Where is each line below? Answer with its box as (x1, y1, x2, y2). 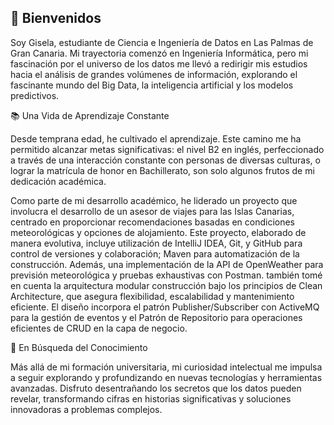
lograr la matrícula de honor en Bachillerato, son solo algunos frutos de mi (10, 164, 315, 176)
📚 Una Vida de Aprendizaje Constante (10, 109, 170, 121)
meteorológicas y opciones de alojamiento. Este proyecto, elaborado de (10, 226, 307, 238)
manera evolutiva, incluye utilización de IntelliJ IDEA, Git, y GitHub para (10, 237, 303, 249)
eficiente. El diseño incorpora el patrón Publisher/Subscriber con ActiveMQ (10, 301, 320, 313)
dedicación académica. (10, 175, 107, 187)
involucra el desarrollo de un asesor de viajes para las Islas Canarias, (10, 205, 295, 217)
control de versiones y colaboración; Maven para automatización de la (10, 247, 300, 260)
